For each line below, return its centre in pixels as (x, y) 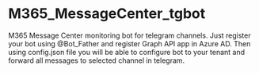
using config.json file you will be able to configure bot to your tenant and (127, 52)
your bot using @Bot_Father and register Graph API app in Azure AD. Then (129, 43)
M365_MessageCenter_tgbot (107, 14)
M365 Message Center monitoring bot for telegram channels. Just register (129, 35)
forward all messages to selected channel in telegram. (97, 60)
